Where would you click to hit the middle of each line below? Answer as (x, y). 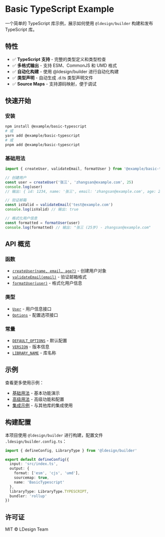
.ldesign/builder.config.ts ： (36, 441)
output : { (19, 469)
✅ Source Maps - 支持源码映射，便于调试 (54, 84)
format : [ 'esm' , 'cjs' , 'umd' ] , (47, 473)
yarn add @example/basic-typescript (42, 136)
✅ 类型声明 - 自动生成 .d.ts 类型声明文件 (53, 78)
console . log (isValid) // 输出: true (42, 209)
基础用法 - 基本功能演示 (36, 393)
